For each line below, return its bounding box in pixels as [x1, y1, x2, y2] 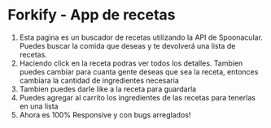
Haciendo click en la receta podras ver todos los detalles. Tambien [19, 58, 243, 68]
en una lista [19, 101, 59, 111]
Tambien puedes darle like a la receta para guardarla [19, 83, 197, 94]
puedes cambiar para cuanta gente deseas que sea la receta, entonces [19, 66, 259, 76]
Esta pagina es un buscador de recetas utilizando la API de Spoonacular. [19, 32, 264, 42]
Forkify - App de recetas [7, 6, 176, 24]
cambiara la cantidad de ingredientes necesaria [19, 75, 180, 85]
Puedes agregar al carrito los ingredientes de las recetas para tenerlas [19, 92, 256, 102]
